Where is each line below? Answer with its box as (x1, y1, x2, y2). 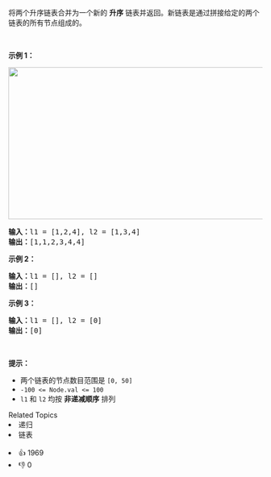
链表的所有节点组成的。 (8, 18, 86, 27)
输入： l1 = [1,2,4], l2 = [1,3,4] (8, 227, 141, 236)
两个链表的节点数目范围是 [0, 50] (19, 375, 133, 385)
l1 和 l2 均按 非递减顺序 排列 (19, 394, 116, 404)
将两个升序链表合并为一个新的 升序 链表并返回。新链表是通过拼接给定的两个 (8, 8, 260, 17)
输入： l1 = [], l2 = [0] (8, 316, 102, 325)
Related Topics (8, 410, 58, 420)
